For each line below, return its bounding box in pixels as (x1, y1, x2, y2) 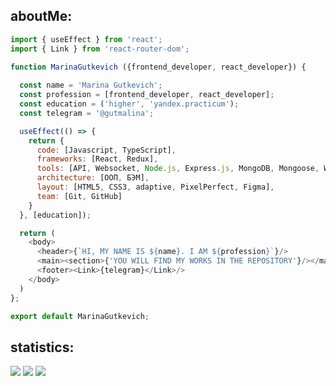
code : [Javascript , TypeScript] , (36, 145, 177, 155)
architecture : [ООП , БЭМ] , (36, 173, 150, 183)
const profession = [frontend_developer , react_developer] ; (19, 90, 275, 100)
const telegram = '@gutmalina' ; (19, 108, 155, 118)
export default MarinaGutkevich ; (10, 311, 150, 321)
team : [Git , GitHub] (36, 191, 123, 201)
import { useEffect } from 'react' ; (10, 34, 163, 44)
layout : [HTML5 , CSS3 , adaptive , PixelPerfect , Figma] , (36, 182, 275, 193)
